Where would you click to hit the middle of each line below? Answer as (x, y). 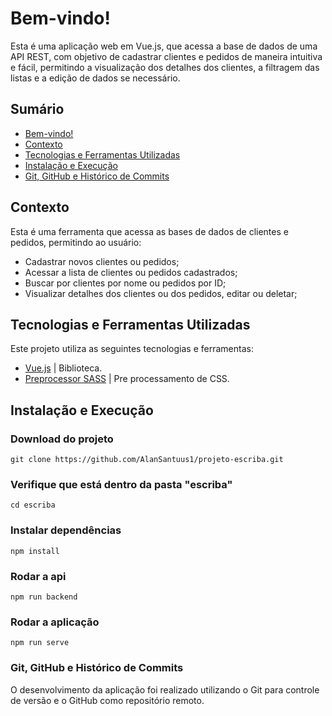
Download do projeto (62, 439)
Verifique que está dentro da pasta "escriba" (121, 484)
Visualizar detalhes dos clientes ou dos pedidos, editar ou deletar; (161, 293)
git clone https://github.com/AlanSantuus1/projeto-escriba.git (147, 460)
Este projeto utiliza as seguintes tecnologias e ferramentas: (132, 349)
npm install (35, 551)
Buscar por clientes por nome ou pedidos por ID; (125, 283)
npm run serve (40, 643)
